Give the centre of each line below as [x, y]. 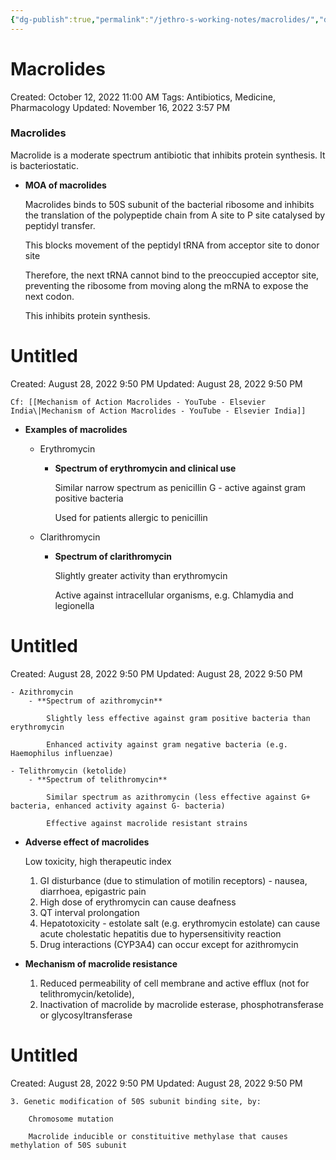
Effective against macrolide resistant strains [147, 823]
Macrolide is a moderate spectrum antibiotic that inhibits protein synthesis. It [168, 155]
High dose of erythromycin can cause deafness [138, 902]
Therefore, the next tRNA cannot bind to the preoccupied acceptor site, [172, 275]
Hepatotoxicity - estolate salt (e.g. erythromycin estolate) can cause [180, 923]
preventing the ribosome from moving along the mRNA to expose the [166, 285]
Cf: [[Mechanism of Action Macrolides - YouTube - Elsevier [138, 402]
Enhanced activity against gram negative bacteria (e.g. [167, 744]
